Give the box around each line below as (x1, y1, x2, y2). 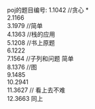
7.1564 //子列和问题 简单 (7, 54, 74, 63)
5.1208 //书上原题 (7, 39, 56, 46)
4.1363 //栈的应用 (7, 30, 56, 38)
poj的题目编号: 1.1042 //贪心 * (7, 6, 89, 14)
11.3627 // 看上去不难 (7, 86, 66, 94)
